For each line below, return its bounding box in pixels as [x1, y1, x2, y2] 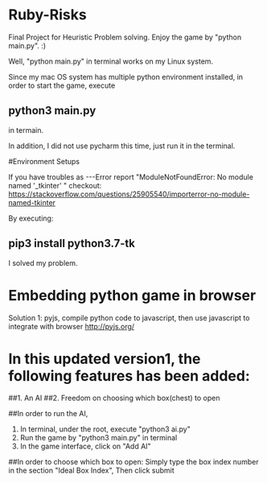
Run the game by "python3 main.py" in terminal [19, 433, 178, 443]
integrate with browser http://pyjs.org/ [8, 321, 135, 331]
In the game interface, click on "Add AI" [19, 441, 151, 452]
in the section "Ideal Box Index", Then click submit [8, 465, 175, 476]
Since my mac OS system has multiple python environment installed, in [8, 72, 244, 81]
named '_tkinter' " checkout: [8, 180, 102, 190]
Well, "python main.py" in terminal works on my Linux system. [8, 56, 214, 66]
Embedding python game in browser [8, 286, 257, 304]
